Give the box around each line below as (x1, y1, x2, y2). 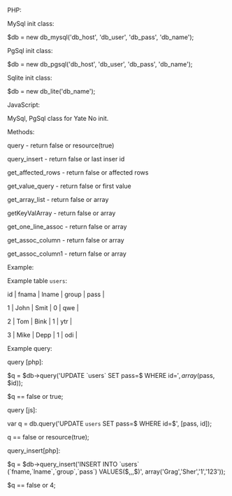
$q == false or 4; (7, 481, 56, 489)
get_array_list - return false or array (7, 196, 109, 203)
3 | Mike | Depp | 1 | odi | (7, 331, 78, 339)
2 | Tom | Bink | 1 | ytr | (7, 317, 72, 326)
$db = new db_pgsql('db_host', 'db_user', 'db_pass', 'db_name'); (7, 60, 193, 68)
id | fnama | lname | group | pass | (7, 290, 105, 298)
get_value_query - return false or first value (7, 182, 131, 190)
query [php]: (7, 358, 43, 366)
